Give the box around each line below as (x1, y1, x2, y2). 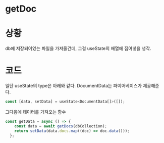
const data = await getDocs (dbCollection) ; (14, 123, 107, 129)
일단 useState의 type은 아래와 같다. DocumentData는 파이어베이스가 (5, 83, 142, 89)
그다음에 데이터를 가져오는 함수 (5, 109, 67, 115)
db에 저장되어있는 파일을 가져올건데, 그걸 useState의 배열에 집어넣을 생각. (5, 45, 151, 52)
